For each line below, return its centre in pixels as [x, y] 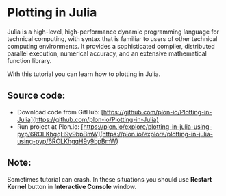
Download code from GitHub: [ [60, 112]
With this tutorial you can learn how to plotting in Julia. [84, 74]
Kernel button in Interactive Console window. [72, 186]
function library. [29, 60]
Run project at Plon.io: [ [50, 126]
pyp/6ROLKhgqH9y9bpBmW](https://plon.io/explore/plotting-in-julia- [115, 134]
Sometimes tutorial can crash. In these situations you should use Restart [110, 179]
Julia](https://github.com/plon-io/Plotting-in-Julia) [88, 119]
